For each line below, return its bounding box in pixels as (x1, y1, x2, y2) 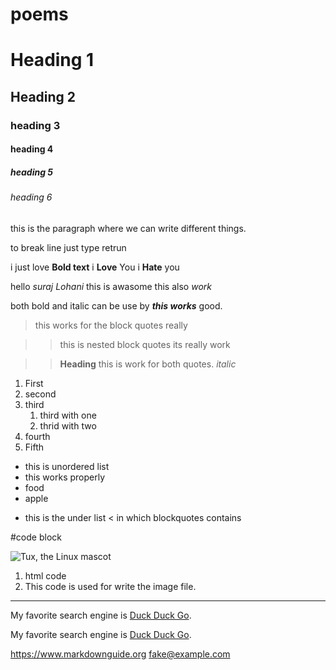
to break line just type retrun (10, 241, 127, 253)
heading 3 (10, 118, 61, 132)
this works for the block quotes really (34, 319, 188, 331)
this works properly (24, 471, 106, 483)
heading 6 (10, 191, 53, 203)
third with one (39, 409, 97, 421)
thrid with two (39, 419, 97, 432)
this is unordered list (24, 460, 110, 472)
